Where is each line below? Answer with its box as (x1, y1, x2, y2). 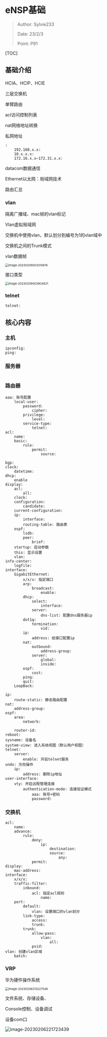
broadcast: (31, 585, 54, 591)
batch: (14, 953, 28, 958)
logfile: (14, 563, 32, 568)
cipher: (31, 408, 48, 413)
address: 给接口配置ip (31, 635, 75, 641)
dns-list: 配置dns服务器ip (40, 613, 93, 618)
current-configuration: (14, 508, 63, 513)
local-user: (14, 399, 39, 404)
